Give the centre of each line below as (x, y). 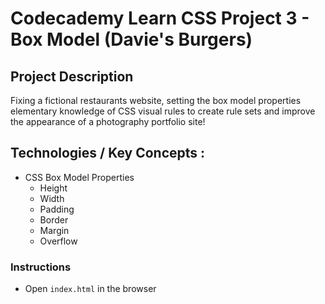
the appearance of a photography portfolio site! (108, 121)
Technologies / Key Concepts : (108, 153)
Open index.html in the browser (90, 289)
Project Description (72, 76)
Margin (54, 230)
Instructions (41, 267)
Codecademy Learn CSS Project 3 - (160, 18)
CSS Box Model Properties (79, 177)
